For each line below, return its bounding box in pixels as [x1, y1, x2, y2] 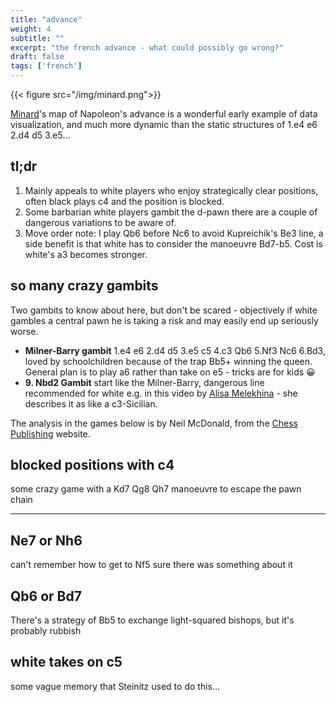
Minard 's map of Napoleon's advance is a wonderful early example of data [10, 108, 318, 120]
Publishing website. [10, 427, 91, 440]
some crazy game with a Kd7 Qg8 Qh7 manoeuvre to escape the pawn [10, 483, 302, 495]
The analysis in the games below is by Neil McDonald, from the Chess [10, 417, 298, 429]
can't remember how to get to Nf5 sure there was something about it [10, 559, 293, 571]
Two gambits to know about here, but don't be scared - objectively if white [10, 304, 318, 316]
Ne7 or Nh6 [10, 532, 83, 549]
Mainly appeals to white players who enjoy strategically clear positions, [24, 184, 319, 196]
